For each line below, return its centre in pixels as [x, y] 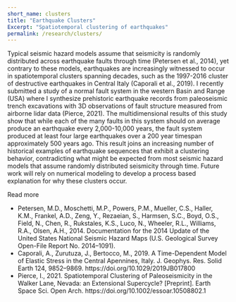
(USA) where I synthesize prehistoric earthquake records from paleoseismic [117, 99]
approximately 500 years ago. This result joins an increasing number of [111, 144]
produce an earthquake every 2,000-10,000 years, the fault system [105, 128]
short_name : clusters [39, 14]
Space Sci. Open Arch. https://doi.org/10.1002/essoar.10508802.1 [112, 291]
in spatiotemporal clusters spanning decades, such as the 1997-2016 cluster [118, 76]
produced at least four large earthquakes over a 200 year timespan [105, 136]
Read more [23, 195]
